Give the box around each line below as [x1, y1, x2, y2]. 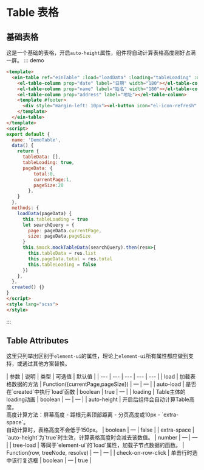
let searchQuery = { [22, 222, 75, 228]
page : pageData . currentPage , [28, 227, 102, 233]
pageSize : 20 [33, 182, 64, 188]
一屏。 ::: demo [6, 57, 44, 64]
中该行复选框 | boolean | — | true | [6, 457, 92, 464]
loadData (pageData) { [17, 210, 72, 216]
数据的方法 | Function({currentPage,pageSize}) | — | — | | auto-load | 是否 [11, 380, 197, 388]
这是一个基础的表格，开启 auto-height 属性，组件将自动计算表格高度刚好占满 [6, 49, 196, 56]
